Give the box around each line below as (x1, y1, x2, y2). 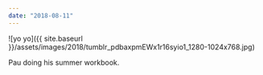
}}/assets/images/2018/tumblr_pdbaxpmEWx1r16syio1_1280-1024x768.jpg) (8, 41, 255, 52)
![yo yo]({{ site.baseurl (8, 34, 83, 43)
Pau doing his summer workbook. (8, 57, 120, 67)
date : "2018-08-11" (8, 11, 74, 20)
